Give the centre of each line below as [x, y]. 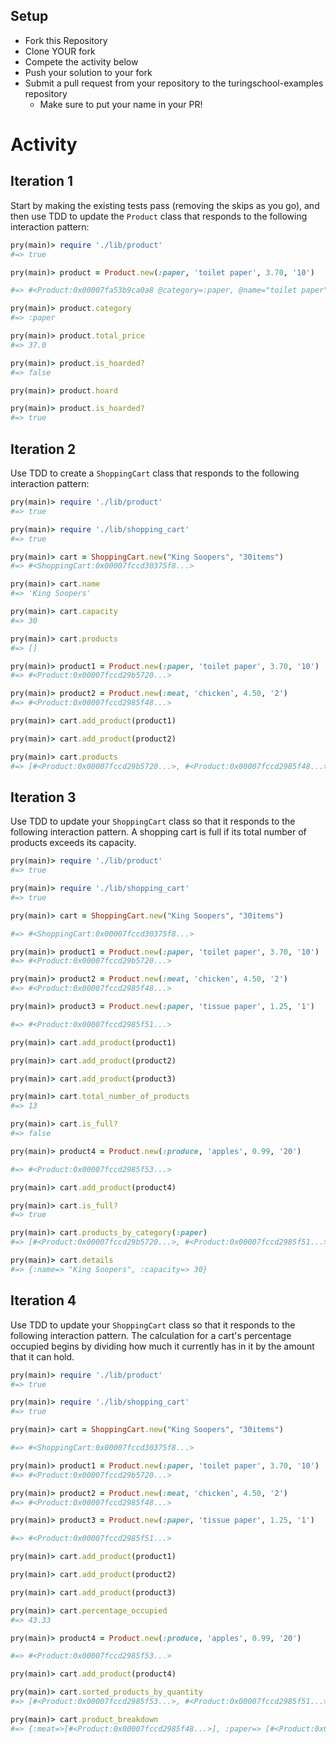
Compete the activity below [81, 61]
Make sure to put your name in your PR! [121, 104]
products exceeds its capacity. [73, 843]
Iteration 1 [42, 181]
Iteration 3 [43, 797]
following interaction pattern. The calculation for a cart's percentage [151, 1335]
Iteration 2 [43, 449]
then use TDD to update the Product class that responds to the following [159, 216]
